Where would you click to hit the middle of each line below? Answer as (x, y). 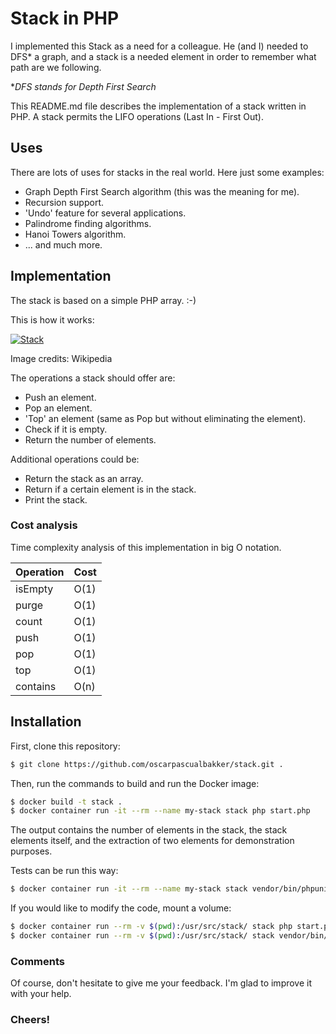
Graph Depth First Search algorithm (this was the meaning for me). (162, 191)
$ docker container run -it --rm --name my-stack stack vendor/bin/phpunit (171, 889)
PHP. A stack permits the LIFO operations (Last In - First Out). (137, 116)
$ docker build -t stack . (66, 802)
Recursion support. (64, 202)
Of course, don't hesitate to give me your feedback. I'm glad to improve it (161, 983)
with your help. (41, 994)
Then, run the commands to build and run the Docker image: (135, 783)
